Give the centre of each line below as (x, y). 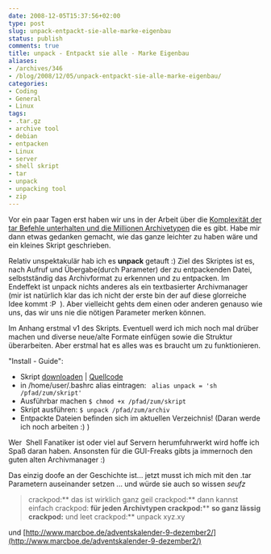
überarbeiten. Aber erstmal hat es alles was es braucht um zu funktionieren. (134, 345)
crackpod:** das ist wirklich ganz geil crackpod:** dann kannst (133, 499)
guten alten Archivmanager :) (57, 459)
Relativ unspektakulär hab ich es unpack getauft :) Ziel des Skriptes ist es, (132, 260)
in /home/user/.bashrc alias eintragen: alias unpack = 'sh (119, 385)
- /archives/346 (35, 69)
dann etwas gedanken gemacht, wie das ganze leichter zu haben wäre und (133, 236)
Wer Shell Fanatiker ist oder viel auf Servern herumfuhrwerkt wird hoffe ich (134, 442)
